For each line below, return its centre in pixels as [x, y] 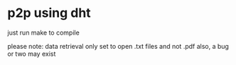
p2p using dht [49, 13]
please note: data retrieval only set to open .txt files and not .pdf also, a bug [118, 46]
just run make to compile [43, 32]
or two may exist [32, 54]
